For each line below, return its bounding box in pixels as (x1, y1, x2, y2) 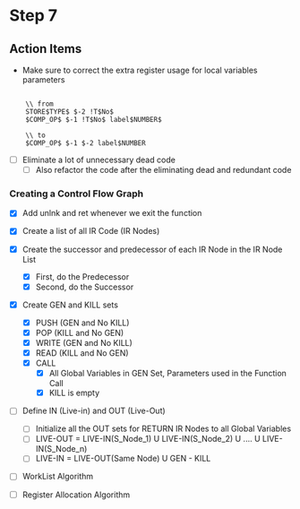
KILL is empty (48, 387, 100, 399)
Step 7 (9, 5, 58, 26)
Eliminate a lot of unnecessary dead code (21, 154, 176, 165)
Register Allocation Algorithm (21, 489, 131, 500)
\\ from (25, 99, 54, 108)
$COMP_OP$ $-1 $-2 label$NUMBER (25, 139, 146, 148)
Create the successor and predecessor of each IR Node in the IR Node (21, 244, 283, 254)
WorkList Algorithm (21, 471, 94, 482)
